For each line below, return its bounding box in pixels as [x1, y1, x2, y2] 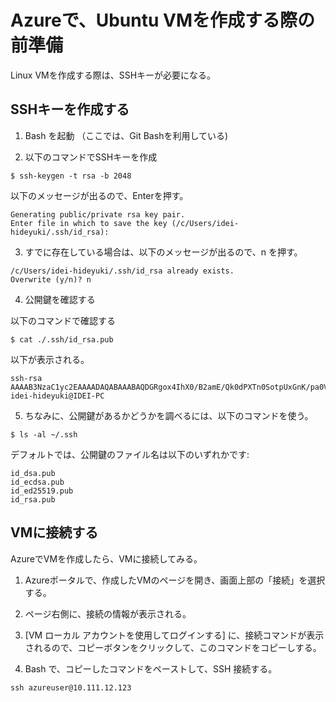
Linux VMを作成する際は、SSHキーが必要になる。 [10, 69, 217, 81]
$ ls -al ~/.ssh [10, 429, 78, 440]
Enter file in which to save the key [10, 218, 168, 228]
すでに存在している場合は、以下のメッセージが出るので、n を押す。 [24, 246, 303, 258]
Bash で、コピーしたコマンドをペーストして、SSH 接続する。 [24, 662, 278, 675]
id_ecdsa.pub [10, 477, 65, 487]
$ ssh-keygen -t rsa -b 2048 [10, 171, 132, 181]
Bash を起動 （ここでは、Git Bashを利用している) [24, 129, 229, 141]
